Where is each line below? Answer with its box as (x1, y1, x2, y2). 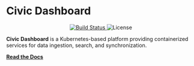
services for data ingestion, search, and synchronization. (6, 42, 147, 49)
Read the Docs (6, 53, 44, 60)
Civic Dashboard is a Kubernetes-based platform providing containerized (6, 35, 189, 42)
